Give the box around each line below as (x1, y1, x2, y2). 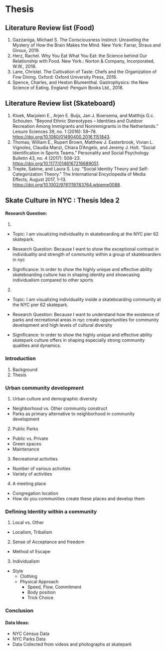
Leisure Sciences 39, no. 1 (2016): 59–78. (12, 128, 97, 134)
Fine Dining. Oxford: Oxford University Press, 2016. (12, 74, 118, 80)
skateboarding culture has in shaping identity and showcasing (12, 272, 140, 278)
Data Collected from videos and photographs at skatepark (12, 641, 132, 647)
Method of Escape (12, 549, 51, 555)
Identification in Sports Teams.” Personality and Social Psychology (12, 149, 149, 156)
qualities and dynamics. (12, 342, 61, 349)
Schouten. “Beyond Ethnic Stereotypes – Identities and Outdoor (12, 118, 143, 124)
